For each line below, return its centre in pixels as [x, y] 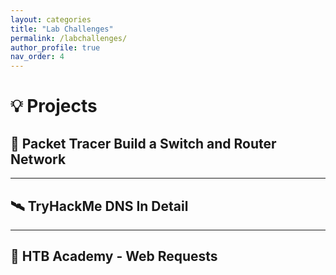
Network [38, 159]
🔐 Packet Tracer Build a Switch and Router [143, 143]
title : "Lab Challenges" [62, 29]
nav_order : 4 [37, 57]
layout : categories [51, 19]
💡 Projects [54, 106]
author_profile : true [55, 47]
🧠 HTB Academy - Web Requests [114, 256]
